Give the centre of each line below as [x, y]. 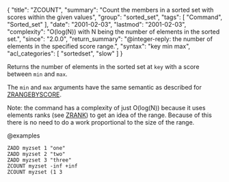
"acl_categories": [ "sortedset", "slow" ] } [65, 53]
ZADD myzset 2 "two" [37, 154]
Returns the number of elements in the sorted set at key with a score [103, 67]
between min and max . [37, 74]
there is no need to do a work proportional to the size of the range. [101, 122]
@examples [24, 135]
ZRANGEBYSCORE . [34, 94]
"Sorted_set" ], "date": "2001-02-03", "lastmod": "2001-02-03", [97, 24]
